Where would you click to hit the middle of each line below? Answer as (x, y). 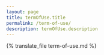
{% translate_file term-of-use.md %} (52, 46)
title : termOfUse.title (36, 18)
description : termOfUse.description (52, 29)
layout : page (23, 12)
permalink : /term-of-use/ (38, 23)
